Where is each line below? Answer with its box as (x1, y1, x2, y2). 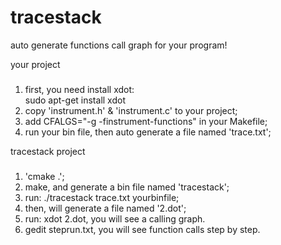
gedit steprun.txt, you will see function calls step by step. (24, 223, 261, 235)
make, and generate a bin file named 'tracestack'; (24, 181, 230, 193)
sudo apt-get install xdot (24, 94, 126, 106)
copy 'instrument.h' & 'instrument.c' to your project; (24, 104, 238, 116)
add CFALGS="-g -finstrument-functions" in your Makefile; (24, 115, 268, 127)
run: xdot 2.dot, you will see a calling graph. (24, 212, 206, 225)
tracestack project (10, 145, 86, 157)
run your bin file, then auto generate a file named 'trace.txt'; (24, 126, 272, 138)
